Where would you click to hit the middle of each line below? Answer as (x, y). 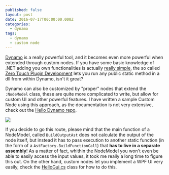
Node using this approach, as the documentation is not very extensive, (79, 105)
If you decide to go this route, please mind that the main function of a (78, 129)
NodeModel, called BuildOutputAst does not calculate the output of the (79, 135)
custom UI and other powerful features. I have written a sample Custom (80, 99)
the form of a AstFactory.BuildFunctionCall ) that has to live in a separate (83, 145)
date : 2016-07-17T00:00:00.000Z (39, 19)
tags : (11, 33)
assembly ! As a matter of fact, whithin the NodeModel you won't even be (82, 151)
